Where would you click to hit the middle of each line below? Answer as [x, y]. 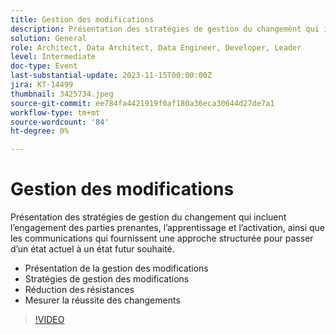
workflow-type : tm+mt [55, 112]
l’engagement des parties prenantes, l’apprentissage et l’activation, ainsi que [168, 228]
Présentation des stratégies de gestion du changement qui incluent [148, 217]
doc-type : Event [44, 66]
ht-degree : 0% [40, 131]
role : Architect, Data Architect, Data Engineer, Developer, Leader [156, 47]
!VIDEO [49, 320]
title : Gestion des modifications [82, 19]
